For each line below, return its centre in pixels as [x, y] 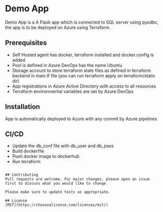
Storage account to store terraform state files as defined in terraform [81, 70]
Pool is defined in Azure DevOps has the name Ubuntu [67, 65]
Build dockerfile [28, 151]
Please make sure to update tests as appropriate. [58, 192]
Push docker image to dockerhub [46, 156]
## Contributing [22, 175]
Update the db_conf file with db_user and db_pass [63, 146]
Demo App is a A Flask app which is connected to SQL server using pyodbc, [82, 22]
